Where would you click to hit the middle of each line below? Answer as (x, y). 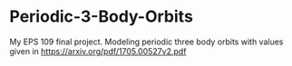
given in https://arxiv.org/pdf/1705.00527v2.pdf (98, 51)
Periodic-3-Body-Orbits (101, 17)
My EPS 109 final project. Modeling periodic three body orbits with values (146, 42)
